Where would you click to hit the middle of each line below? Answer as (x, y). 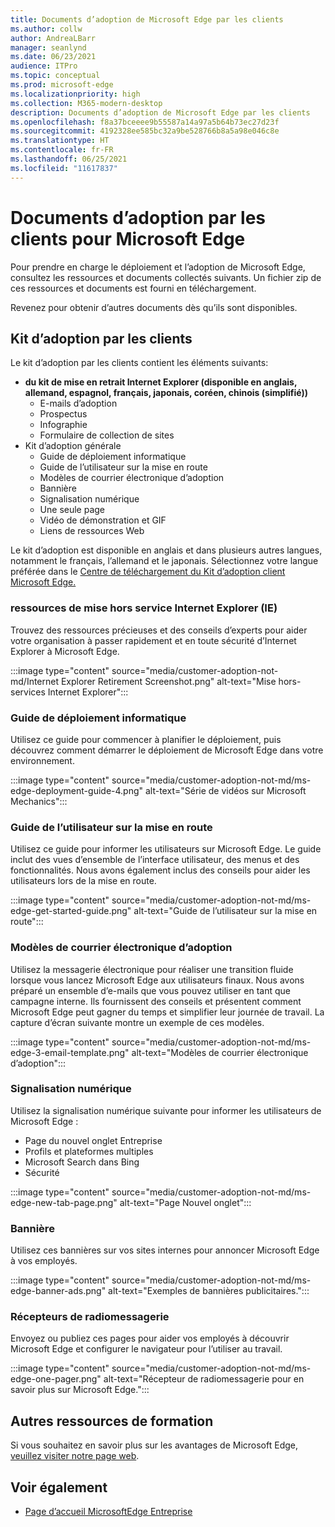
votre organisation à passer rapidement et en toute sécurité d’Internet (153, 640)
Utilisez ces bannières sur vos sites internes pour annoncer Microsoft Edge (165, 1250)
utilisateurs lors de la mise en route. (83, 881)
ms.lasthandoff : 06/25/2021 (69, 159)
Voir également (59, 1487)
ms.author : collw (46, 29)
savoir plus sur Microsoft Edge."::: (80, 1390)
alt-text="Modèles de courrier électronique (220, 1052)
